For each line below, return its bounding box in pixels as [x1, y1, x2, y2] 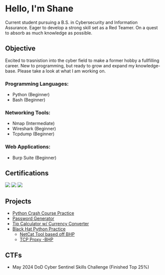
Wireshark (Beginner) [12, 126, 56, 132]
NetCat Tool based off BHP [19, 231, 75, 237]
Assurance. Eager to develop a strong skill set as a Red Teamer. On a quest [5, 24, 158, 30]
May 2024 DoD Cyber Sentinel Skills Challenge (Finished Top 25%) [12, 264, 150, 270]
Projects [5, 197, 32, 206]
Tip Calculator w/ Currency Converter [12, 221, 89, 227]
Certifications [5, 169, 49, 177]
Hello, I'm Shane [5, 3, 74, 14]
